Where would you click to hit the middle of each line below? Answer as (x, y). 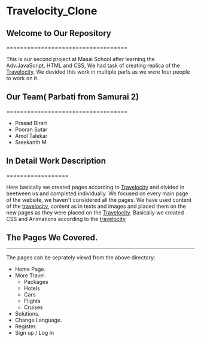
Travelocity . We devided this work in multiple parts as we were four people (98, 72)
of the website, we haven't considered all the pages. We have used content (99, 199)
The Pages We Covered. (52, 238)
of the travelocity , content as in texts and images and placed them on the (96, 206)
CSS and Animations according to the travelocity (66, 219)
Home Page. (30, 269)
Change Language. (38, 320)
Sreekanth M (31, 142)
